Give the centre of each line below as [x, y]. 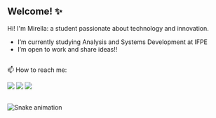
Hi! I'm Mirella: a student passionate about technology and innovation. [108, 28]
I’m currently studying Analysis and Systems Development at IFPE [113, 42]
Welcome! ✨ [35, 12]
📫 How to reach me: [37, 70]
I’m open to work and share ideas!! [67, 49]
